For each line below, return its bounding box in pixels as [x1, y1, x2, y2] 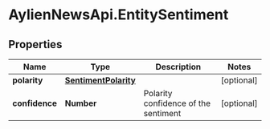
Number [64, 98, 97, 109]
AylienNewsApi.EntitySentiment [8, 6, 229, 24]
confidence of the [143, 98, 211, 109]
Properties [8, 38, 63, 51]
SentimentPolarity [64, 75, 137, 86]
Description [155, 62, 202, 72]
